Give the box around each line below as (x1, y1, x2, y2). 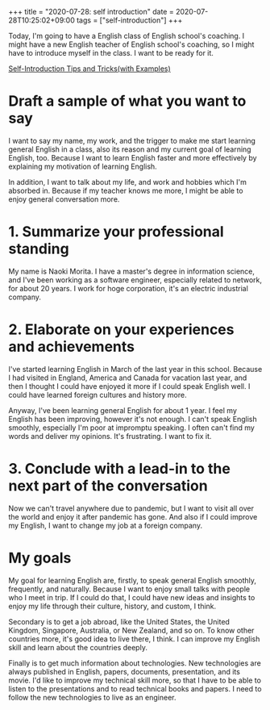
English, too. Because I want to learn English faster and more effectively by (8, 152, 257, 162)
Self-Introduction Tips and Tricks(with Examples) (8, 64, 171, 73)
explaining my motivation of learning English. (8, 161, 157, 171)
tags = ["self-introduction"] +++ (76, 15, 183, 25)
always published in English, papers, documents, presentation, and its (8, 666, 240, 676)
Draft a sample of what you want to (8, 92, 247, 111)
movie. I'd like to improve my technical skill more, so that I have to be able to (8, 675, 262, 685)
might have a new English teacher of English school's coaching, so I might (8, 40, 255, 49)
